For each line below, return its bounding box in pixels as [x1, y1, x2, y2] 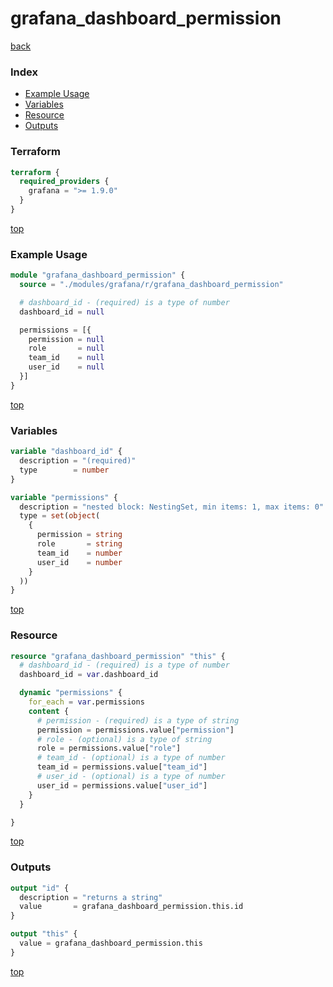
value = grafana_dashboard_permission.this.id [19, 902, 244, 912]
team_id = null [28, 353, 105, 363]
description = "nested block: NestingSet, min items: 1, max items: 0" [19, 502, 325, 512]
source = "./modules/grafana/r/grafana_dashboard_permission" [19, 280, 284, 290]
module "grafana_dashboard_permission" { [10, 270, 186, 281]
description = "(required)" [19, 456, 137, 466]
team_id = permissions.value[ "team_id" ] [36, 762, 208, 772]
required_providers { [19, 177, 110, 187]
